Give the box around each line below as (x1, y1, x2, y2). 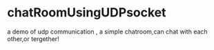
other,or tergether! (7, 34, 60, 42)
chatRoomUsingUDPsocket (7, 5, 167, 21)
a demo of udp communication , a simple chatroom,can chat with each (7, 27, 208, 36)
